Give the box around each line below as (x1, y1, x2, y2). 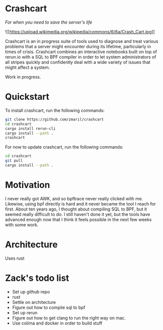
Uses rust (5, 255, 24, 261)
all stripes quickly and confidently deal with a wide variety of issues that (5, 59, 151, 65)
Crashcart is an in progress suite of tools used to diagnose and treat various (5, 38, 159, 44)
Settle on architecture (12, 299, 56, 305)
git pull (5, 158, 23, 163)
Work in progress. (5, 74, 41, 80)
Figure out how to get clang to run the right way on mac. (12, 315, 126, 321)
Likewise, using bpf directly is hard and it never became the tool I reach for (5, 201, 156, 207)
